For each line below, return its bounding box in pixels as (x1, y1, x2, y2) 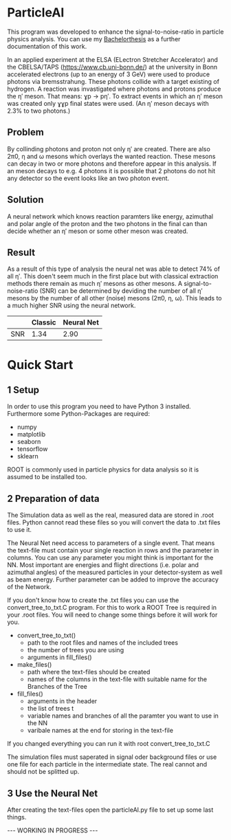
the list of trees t (27, 705, 74, 713)
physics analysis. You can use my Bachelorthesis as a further (7, 34, 181, 43)
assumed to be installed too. (7, 473, 87, 481)
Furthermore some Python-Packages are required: (7, 410, 150, 418)
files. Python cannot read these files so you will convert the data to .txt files (7, 518, 221, 527)
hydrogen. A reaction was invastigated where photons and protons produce (7, 85, 221, 93)
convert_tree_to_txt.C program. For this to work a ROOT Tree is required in (7, 604, 217, 612)
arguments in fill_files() (27, 653, 92, 661)
